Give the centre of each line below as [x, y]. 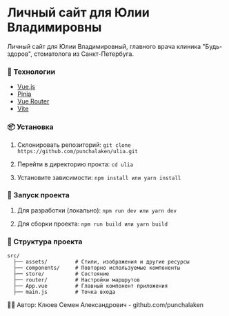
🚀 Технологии [31, 72]
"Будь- [212, 46]
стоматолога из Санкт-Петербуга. [84, 54]
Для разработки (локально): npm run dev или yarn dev [97, 210]
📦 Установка [30, 127]
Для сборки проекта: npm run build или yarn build [92, 224]
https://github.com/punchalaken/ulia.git [77, 151]
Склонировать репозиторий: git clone [74, 145]
